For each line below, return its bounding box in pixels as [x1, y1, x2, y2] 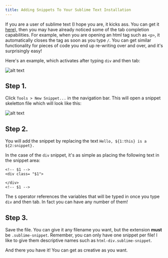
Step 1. [5, 82, 27, 90]
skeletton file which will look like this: [5, 100, 82, 106]
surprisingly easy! [5, 48, 42, 54]
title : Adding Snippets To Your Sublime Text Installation [5, 7, 131, 13]
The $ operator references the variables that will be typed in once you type [5, 194, 160, 200]
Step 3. [5, 213, 29, 222]
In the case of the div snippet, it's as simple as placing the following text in [5, 152, 159, 158]
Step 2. [5, 124, 29, 133]
